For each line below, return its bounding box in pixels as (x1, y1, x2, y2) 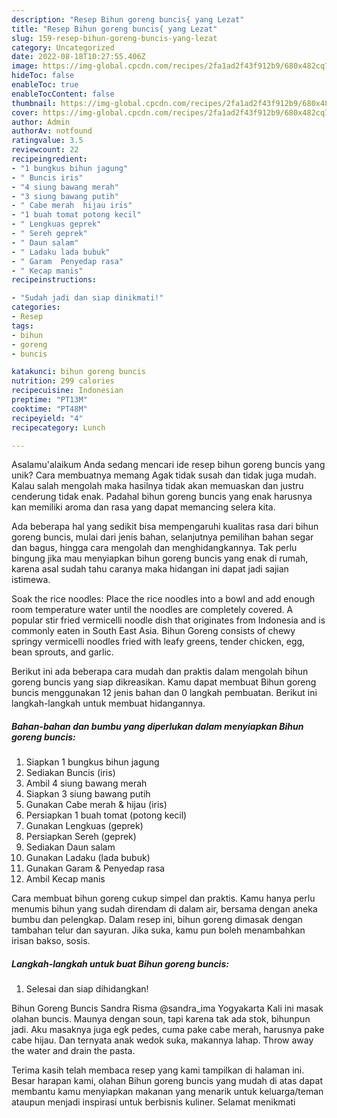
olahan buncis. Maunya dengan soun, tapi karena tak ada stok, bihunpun (11, 1013, 311, 1025)
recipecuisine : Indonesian (11, 386, 124, 396)
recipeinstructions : (11, 275, 98, 285)
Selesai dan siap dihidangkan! (25, 983, 149, 995)
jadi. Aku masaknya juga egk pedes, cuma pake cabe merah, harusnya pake (11, 1024, 325, 1036)
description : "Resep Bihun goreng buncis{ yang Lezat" (11, 14, 245, 25)
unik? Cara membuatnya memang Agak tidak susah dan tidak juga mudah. (11, 469, 317, 481)
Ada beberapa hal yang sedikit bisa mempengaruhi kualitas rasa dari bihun (11, 521, 319, 533)
